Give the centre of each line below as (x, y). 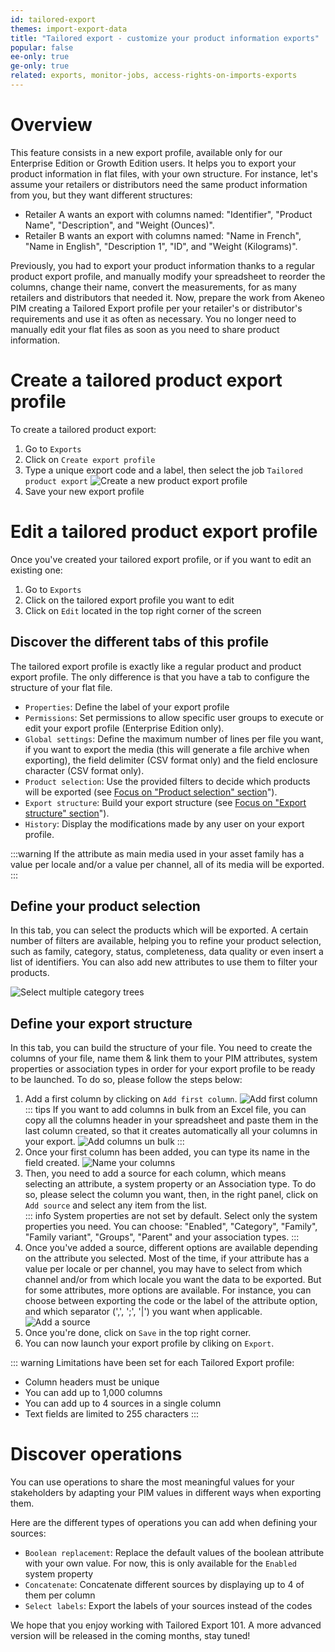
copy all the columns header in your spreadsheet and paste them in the (171, 1120)
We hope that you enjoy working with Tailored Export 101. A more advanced (166, 1625)
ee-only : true (40, 57)
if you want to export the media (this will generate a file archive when (167, 749)
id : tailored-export (53, 19)
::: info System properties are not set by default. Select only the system (171, 1216)
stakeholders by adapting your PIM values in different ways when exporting (166, 1493)
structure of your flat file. (61, 687)
